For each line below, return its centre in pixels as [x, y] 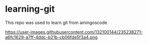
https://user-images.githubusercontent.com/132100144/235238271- [74, 32]
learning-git [30, 9]
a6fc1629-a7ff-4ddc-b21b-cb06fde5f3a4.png [51, 37]
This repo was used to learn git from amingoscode [56, 22]
